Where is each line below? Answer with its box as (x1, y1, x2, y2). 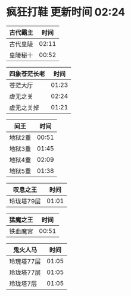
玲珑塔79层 (9, 197, 41, 205)
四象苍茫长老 (9, 70, 46, 78)
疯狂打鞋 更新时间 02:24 (6, 5, 126, 19)
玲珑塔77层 (9, 268, 41, 276)
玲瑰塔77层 (9, 257, 41, 265)
